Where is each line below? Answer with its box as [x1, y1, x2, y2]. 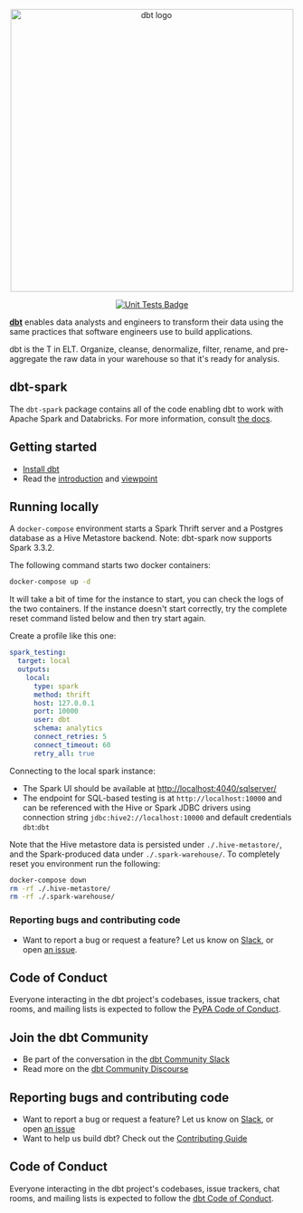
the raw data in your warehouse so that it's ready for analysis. [49, 354, 280, 364]
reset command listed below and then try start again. [9, 613, 206, 624]
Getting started [9, 440, 98, 455]
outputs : [17, 665, 51, 674]
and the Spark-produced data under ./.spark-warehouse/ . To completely [9, 848, 280, 859]
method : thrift [33, 690, 91, 699]
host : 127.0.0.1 [33, 698, 95, 707]
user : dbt [33, 715, 71, 725]
